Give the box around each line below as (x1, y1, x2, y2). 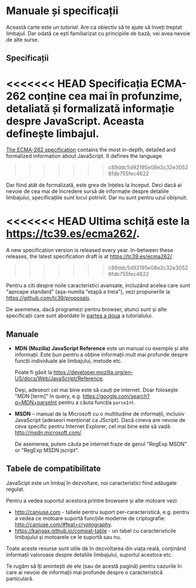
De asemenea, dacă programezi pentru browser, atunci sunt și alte (6, 306, 167, 313)
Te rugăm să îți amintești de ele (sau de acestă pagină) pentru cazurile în (6, 562, 182, 569)
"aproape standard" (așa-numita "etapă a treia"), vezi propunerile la (6, 288, 170, 295)
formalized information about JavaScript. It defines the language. (6, 152, 164, 160)
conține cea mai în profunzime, (28, 89, 183, 102)
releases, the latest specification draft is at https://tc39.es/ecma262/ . (6, 253, 174, 260)
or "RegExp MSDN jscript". (14, 447, 79, 454)
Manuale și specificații (6, 4, 119, 18)
